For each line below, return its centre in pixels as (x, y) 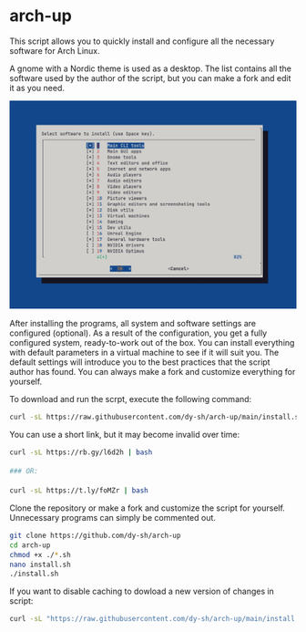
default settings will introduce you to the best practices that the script (140, 362)
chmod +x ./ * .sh (40, 554)
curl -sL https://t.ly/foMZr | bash (79, 491)
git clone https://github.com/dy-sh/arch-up (95, 535)
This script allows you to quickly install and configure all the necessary (142, 41)
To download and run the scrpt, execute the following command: (131, 399)
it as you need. (37, 88)
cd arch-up (30, 545)
